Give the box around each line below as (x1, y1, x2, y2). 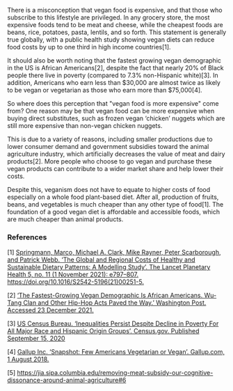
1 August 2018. (7, 355, 49, 364)
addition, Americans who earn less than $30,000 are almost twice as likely (7, 79, 221, 86)
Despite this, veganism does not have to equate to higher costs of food (7, 186, 211, 193)
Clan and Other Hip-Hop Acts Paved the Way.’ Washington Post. (23, 298, 207, 307)
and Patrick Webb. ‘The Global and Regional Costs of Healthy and (7, 255, 196, 264)
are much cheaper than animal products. (7, 215, 124, 223)
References (7, 232, 47, 242)
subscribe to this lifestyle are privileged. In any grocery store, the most (7, 13, 210, 22)
